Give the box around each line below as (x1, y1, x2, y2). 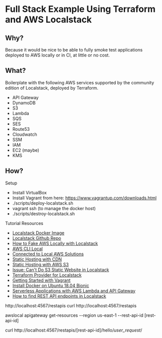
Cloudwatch (12, 131, 37, 137)
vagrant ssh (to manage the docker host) (12, 205, 96, 211)
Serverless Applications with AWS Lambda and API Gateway (12, 287, 136, 293)
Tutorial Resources (5, 220, 44, 226)
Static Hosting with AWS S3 (12, 261, 69, 267)
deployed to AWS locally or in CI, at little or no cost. (5, 52, 110, 58)
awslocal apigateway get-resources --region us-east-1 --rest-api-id (5, 312, 144, 318)
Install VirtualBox (12, 189, 47, 195)
